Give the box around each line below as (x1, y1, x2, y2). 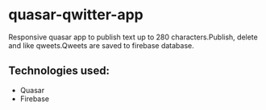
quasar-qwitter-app (8, 6, 143, 24)
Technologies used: (8, 64, 110, 78)
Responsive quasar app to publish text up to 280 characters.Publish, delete (8, 32, 258, 42)
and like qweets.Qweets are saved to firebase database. (8, 40, 195, 50)
